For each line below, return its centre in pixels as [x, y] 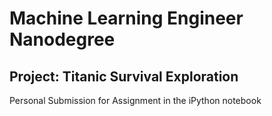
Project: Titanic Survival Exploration [124, 76]
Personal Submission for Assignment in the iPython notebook [135, 100]
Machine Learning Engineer [126, 18]
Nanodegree [62, 39]
